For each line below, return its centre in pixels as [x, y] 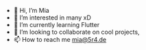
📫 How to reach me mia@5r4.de [60, 40]
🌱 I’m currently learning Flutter [57, 25]
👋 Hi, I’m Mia [31, 10]
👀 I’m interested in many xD [52, 18]
